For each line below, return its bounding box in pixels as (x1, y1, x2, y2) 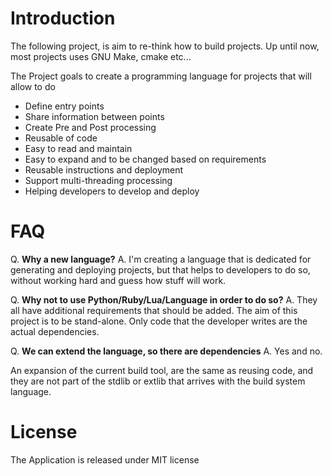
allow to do (10, 80, 56, 92)
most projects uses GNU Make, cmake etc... (10, 50, 192, 62)
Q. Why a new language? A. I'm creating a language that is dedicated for (10, 253, 312, 265)
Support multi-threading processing (24, 174, 173, 186)
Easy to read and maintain (24, 142, 133, 154)
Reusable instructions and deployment (24, 163, 184, 176)
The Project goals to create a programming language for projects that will (10, 70, 312, 82)
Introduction (10, 7, 116, 30)
